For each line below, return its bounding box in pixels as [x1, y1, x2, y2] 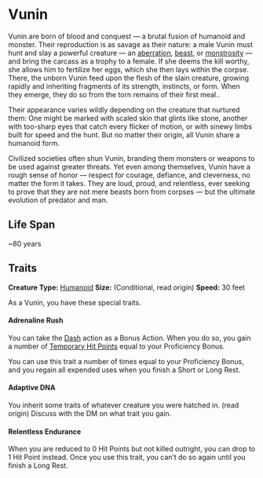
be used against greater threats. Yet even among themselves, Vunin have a [8, 162, 251, 171]
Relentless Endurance [8, 426, 82, 436]
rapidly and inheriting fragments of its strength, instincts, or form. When [8, 81, 241, 91]
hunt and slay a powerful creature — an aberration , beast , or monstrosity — [8, 48, 253, 57]
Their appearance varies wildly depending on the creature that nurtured [8, 104, 240, 115]
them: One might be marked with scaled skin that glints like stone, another [8, 113, 248, 122]
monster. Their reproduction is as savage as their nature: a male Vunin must [8, 39, 253, 49]
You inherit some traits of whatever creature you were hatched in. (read [8, 400, 239, 410]
